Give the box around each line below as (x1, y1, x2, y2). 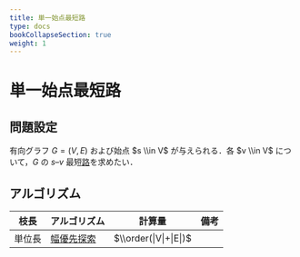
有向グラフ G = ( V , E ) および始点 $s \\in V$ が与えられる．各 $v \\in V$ (9, 145, 274, 156)
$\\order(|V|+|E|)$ (113, 232, 193, 245)
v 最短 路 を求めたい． (58, 156, 138, 168)
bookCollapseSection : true (9, 30, 112, 39)
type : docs (9, 22, 51, 31)
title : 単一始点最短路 (9, 13, 86, 23)
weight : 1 (9, 38, 47, 48)
